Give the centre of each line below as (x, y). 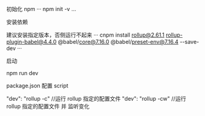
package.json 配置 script (37, 85)
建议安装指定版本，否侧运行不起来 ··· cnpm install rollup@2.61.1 (85, 35)
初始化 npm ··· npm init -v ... (41, 9)
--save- (189, 42)
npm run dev (22, 73)
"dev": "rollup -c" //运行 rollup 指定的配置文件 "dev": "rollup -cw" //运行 (96, 99)
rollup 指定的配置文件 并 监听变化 (48, 106)
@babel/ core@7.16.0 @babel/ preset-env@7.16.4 (118, 42)
